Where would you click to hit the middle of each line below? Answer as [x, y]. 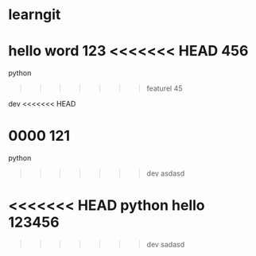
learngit [35, 15]
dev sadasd [166, 244]
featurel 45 [165, 88]
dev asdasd [166, 173]
